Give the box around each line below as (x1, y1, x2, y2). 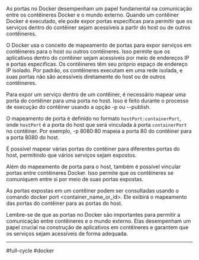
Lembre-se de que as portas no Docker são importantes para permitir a (6, 211, 181, 218)
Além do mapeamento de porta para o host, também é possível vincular (6, 163, 181, 170)
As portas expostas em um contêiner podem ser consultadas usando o (6, 187, 179, 194)
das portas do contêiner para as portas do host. (6, 200, 123, 207)
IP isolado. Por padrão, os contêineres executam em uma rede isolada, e (6, 67, 183, 73)
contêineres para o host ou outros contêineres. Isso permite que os (6, 48, 171, 55)
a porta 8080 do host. (6, 134, 60, 141)
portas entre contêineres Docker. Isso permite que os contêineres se (6, 169, 174, 176)
